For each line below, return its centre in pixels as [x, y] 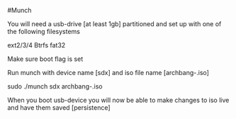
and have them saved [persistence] [59, 108]
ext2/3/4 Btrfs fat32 [36, 45]
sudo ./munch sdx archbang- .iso [55, 86]
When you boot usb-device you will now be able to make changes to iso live [118, 100]
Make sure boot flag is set [45, 59]
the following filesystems [44, 32]
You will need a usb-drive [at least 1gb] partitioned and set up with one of [114, 24]
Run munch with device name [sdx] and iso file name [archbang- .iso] [108, 73]
